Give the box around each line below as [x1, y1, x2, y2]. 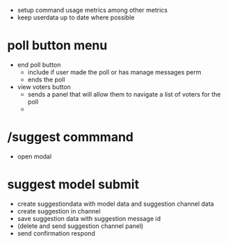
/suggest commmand [7, 129, 134, 145]
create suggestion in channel [17, 206, 101, 215]
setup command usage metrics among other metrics [17, 6, 168, 14]
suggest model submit [7, 177, 140, 193]
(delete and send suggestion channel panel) [17, 222, 144, 230]
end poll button [17, 60, 61, 69]
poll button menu [7, 38, 108, 54]
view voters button [17, 83, 72, 91]
